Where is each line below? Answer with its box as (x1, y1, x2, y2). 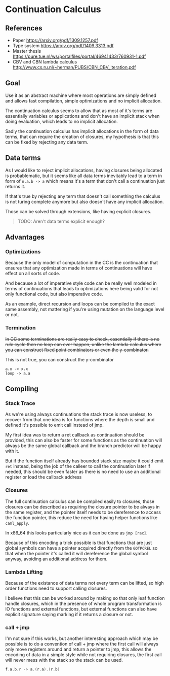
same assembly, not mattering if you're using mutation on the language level (5, 306, 164, 313)
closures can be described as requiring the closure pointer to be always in (5, 503, 160, 510)
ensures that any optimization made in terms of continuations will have (5, 265, 153, 271)
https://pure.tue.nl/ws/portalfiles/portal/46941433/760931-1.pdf (12, 53, 146, 59)
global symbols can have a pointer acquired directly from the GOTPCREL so (5, 545, 158, 551)
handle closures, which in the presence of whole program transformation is (5, 600, 162, 606)
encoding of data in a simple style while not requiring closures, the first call (5, 652, 162, 658)
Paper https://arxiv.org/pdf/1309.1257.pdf (12, 37, 99, 43)
